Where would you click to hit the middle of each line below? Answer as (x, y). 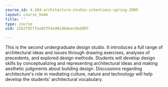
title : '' (16, 19)
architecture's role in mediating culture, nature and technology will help (79, 74)
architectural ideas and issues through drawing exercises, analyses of (77, 53)
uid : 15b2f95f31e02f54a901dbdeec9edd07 (47, 29)
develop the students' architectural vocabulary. (54, 79)
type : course (19, 24)
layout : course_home (27, 15)
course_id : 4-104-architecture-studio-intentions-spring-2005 (72, 10)
